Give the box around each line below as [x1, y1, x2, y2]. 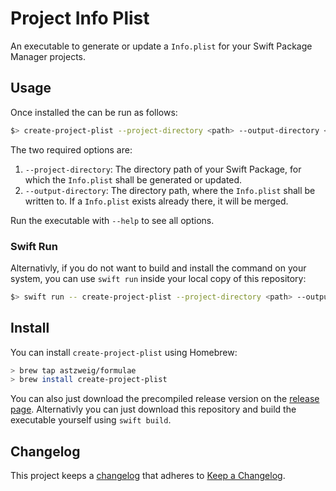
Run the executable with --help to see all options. [10, 214, 215, 226]
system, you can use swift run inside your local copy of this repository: [10, 272, 307, 284]
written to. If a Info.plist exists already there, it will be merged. [24, 195, 289, 207]
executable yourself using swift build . [10, 414, 172, 426]
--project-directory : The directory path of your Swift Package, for [24, 163, 302, 175]
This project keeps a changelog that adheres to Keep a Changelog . [10, 470, 286, 482]
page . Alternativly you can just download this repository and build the [10, 403, 297, 416]
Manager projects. [10, 50, 87, 62]
